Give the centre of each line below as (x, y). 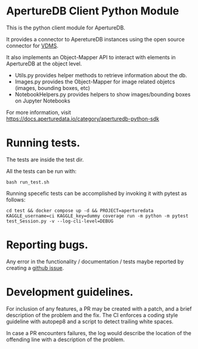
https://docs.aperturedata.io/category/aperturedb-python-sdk (83, 119)
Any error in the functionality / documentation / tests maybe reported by (95, 261)
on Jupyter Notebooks (42, 101)
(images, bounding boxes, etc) (52, 88)
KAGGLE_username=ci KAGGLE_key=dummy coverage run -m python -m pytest (97, 216)
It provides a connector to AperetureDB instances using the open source (95, 39)
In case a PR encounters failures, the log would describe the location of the (99, 333)
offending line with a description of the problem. (66, 339)
